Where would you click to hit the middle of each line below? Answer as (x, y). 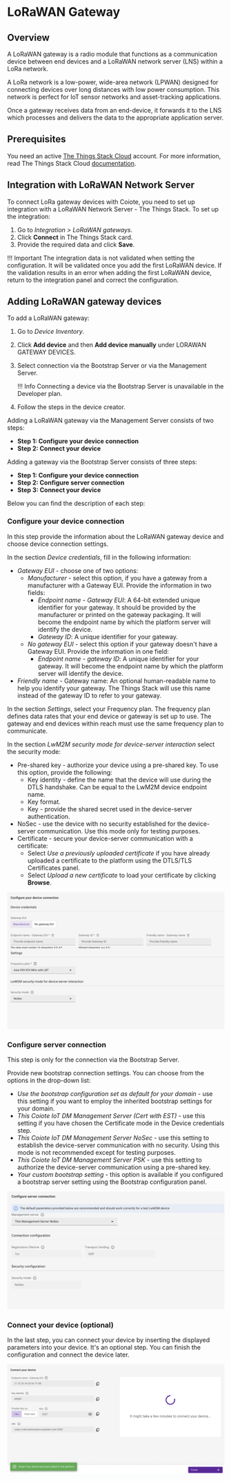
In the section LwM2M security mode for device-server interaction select (111, 744)
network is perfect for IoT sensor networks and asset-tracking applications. (114, 97)
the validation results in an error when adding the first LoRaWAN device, (110, 272)
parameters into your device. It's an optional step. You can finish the (104, 1348)
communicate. (28, 730)
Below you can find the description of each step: (76, 503)
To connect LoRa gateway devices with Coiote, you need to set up (101, 202)
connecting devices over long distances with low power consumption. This (113, 89)
